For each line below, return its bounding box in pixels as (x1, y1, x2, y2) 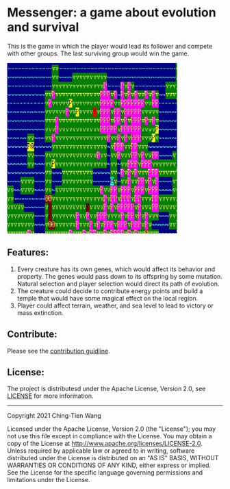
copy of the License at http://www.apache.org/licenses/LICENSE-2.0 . (7, 440, 203, 448)
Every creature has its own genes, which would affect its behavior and (16, 265, 216, 273)
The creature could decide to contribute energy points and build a (16, 286, 203, 295)
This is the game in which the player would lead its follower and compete (7, 42, 213, 50)
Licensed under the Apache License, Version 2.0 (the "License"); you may (7, 425, 216, 433)
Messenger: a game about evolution (7, 5, 217, 21)
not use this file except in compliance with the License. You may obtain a (7, 432, 212, 440)
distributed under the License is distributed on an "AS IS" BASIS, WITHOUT (7, 454, 219, 462)
